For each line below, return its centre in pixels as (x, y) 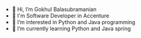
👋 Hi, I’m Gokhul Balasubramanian (54, 9)
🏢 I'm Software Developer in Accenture (61, 16)
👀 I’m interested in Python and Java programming (74, 22)
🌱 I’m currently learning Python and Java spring (71, 28)
